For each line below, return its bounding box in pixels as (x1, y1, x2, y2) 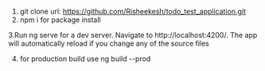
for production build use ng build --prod (19, 54, 151, 63)
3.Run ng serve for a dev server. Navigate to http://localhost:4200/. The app (8, 31, 258, 39)
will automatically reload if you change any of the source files (8, 39, 209, 48)
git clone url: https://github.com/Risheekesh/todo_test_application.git (19, 7, 247, 16)
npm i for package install (19, 15, 101, 24)
